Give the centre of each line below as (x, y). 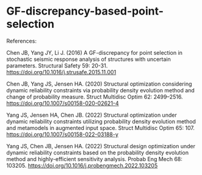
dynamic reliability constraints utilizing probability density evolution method (101, 121)
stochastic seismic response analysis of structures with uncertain (88, 59)
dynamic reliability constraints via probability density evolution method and (101, 90)
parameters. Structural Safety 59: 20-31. (57, 66)
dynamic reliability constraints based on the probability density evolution (98, 153)
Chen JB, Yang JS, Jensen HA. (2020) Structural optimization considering (99, 84)
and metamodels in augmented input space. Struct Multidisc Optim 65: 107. (101, 128)
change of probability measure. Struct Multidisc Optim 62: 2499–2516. (95, 97)
